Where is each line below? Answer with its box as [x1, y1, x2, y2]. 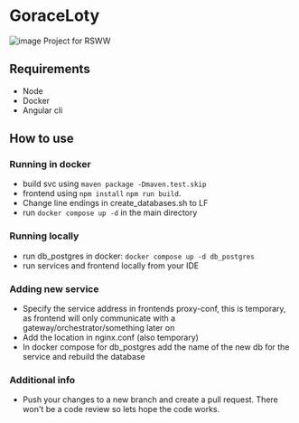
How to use [9, 131, 74, 146]
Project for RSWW [43, 35, 111, 46]
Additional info [9, 373, 76, 386]
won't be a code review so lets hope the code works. [22, 404, 220, 415]
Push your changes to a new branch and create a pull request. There [22, 394, 278, 405]
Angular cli [22, 105, 63, 116]
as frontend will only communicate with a [22, 313, 176, 324]
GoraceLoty [9, 5, 100, 26]
